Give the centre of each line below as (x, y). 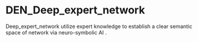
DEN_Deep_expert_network (75, 10)
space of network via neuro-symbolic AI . (56, 32)
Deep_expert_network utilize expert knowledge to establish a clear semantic (99, 26)
